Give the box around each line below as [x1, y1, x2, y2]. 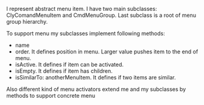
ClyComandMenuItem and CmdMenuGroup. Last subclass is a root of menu [6, 12, 197, 19]
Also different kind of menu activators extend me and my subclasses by [6, 86, 186, 93]
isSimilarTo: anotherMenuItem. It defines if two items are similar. [15, 74, 176, 81]
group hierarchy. [6, 18, 48, 25]
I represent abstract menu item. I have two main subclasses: [6, 5, 157, 12]
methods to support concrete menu [6, 92, 96, 99]
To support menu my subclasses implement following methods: [6, 30, 166, 37]
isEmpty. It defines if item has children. [15, 67, 113, 75]
